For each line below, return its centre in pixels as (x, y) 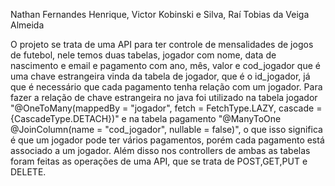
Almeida (27, 25)
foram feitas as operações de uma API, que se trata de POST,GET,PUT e (159, 161)
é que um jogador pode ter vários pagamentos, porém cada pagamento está (167, 140)
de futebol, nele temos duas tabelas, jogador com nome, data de (143, 55)
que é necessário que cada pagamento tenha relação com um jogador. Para (166, 87)
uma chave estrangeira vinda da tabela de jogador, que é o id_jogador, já (160, 76)
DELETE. (28, 172)
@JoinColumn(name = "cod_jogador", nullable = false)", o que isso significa (166, 129)
